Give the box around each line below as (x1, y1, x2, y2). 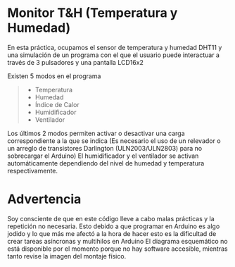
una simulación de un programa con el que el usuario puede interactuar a (7, 51, 220, 59)
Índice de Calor (34, 100, 80, 108)
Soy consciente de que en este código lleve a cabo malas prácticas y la (7, 214, 215, 223)
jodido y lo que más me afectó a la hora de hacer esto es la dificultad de (7, 229, 217, 237)
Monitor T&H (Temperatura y (7, 5, 178, 21)
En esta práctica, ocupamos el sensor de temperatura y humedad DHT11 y (7, 43, 222, 51)
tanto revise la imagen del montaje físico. (7, 252, 127, 260)
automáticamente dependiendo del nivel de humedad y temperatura (7, 159, 205, 167)
